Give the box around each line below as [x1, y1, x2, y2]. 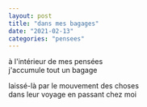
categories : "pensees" [8, 34, 85, 43]
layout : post [8, 11, 52, 20]
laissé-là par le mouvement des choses [8, 81, 140, 91]
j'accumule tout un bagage [8, 66, 98, 75]
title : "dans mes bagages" [8, 19, 99, 28]
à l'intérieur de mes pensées [8, 57, 103, 66]
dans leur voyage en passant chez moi [8, 90, 137, 100]
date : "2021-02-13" [8, 27, 74, 35]
